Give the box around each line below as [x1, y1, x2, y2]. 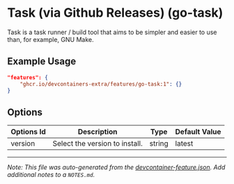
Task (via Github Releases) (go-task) [7, 5, 224, 21]
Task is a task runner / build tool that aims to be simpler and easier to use [7, 28, 217, 36]
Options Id [10, 127, 47, 137]
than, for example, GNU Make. [7, 35, 94, 43]
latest [175, 139, 194, 148]
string [149, 139, 169, 148]
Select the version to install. [52, 139, 143, 148]
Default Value [175, 127, 221, 137]
